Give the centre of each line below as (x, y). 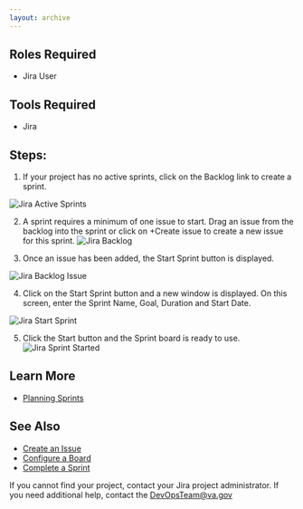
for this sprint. (48, 241)
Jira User (39, 76)
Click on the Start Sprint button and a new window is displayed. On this (155, 293)
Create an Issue (52, 448)
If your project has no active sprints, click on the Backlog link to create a (157, 177)
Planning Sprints (53, 398)
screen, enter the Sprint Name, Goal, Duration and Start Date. (137, 303)
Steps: (28, 155)
